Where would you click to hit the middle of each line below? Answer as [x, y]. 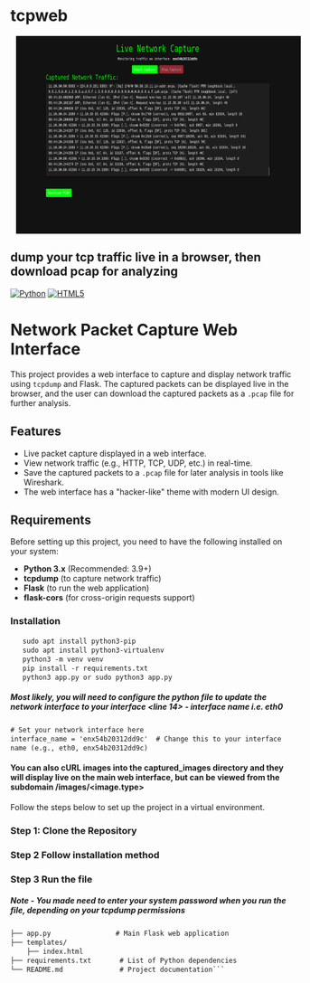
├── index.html [55, 951]
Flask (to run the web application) [86, 588]
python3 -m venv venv [63, 659]
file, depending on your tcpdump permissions [98, 911]
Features [36, 432]
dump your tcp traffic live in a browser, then [136, 257]
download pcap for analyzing [94, 272]
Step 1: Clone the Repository [74, 830]
